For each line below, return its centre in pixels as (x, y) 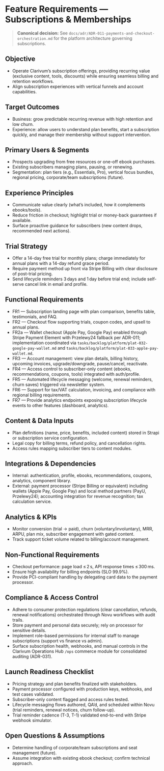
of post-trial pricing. (32, 274)
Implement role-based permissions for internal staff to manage (76, 635)
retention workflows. (33, 81)
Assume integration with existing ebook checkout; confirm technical (81, 758)
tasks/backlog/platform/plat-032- (113, 343)
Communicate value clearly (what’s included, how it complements (79, 205)
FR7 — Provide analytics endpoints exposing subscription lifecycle (80, 400)
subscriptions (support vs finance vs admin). (57, 641)
